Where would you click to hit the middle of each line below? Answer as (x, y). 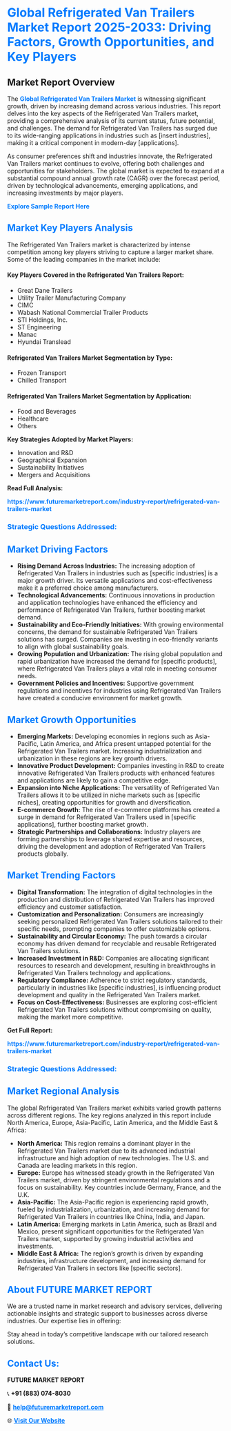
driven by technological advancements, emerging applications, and (103, 185)
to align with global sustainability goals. (73, 646)
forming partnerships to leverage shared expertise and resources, (111, 839)
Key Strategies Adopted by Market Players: (70, 439)
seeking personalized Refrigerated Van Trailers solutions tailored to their (120, 921)
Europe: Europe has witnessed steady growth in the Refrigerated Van (116, 1173)
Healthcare (33, 419)
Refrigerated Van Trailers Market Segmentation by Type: (90, 358)
